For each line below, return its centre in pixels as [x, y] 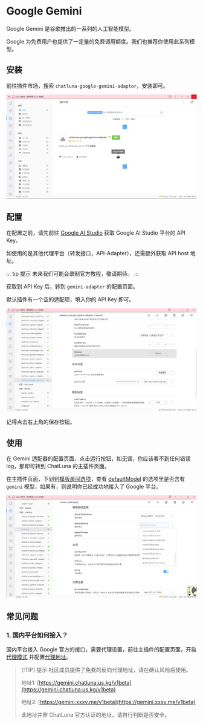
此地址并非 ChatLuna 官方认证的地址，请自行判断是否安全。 [95, 715]
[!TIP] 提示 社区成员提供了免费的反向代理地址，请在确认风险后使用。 [106, 670]
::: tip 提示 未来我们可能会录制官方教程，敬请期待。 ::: [72, 273]
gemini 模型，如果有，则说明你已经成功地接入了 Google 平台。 [84, 486]
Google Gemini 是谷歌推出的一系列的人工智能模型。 [70, 28]
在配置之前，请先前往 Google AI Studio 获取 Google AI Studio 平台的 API [96, 233]
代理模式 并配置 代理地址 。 [39, 657]
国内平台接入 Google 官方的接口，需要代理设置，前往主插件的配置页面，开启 [101, 650]
